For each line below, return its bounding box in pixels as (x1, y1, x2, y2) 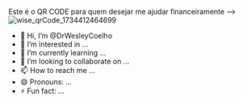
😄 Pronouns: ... (19, 77, 73, 87)
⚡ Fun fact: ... (19, 86, 65, 96)
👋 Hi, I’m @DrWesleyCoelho (19, 31, 113, 40)
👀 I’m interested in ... (19, 39, 89, 49)
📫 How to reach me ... (19, 66, 95, 75)
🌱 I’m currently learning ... (19, 48, 107, 57)
